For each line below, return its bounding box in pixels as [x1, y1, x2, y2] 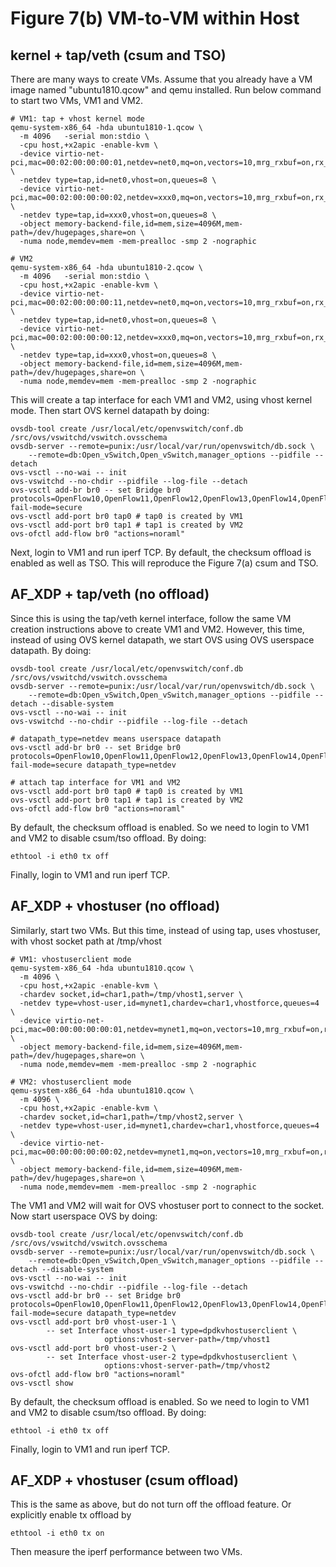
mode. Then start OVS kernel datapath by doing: [10, 405, 210, 416]
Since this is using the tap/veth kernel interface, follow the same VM [10, 612, 292, 624]
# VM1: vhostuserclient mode [10, 954, 132, 964]
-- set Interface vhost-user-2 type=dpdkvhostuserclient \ [46, 1352, 298, 1362]
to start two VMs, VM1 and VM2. [10, 95, 144, 106]
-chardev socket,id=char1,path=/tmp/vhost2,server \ [19, 1112, 244, 1122]
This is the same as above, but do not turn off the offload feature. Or [10, 1498, 292, 1511]
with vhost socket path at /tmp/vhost [10, 935, 162, 947]
